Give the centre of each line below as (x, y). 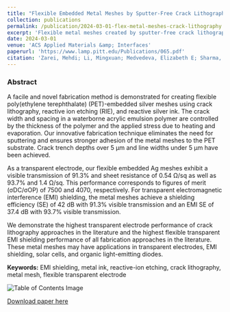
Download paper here (38, 301)
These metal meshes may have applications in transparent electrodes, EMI (112, 247)
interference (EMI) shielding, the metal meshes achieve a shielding (101, 197)
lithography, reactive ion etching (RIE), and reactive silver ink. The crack (108, 112)
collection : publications (44, 20)
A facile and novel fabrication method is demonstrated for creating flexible (112, 97)
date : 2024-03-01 (32, 39)
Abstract (22, 81)
